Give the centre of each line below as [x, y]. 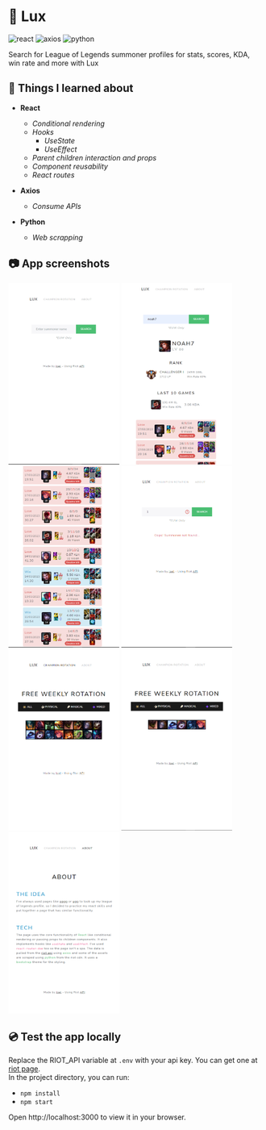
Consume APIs [57, 206]
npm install [40, 1094]
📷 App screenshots [59, 264]
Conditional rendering [68, 123]
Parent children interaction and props [94, 157]
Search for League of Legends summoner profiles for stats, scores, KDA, [129, 54]
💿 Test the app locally [65, 1037]
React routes [53, 175]
